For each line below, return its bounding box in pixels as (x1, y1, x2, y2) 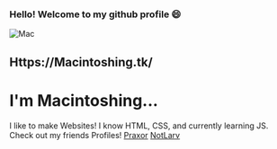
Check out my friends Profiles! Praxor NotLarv (9, 129, 181, 140)
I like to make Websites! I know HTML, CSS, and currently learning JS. (9, 120, 269, 131)
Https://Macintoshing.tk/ (9, 54, 153, 70)
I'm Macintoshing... (9, 90, 159, 110)
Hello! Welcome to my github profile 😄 (9, 8, 182, 21)
